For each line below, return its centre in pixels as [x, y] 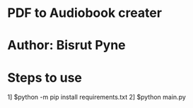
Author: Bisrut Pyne [66, 46]
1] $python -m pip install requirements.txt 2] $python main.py [96, 97]
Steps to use [45, 77]
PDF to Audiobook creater [85, 13]
